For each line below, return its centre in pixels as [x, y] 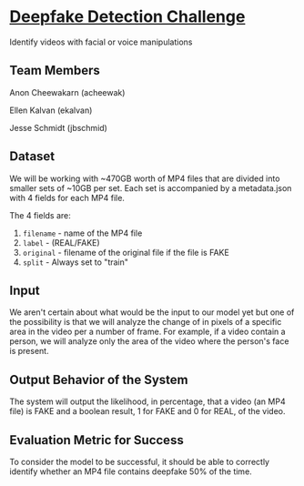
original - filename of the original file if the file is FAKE [126, 252]
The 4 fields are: [40, 215]
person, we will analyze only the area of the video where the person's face [149, 341]
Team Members [55, 71]
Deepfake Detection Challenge [127, 17]
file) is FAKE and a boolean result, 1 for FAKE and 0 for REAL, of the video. [147, 411]
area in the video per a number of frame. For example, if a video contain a [147, 332]
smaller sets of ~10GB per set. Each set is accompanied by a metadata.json [151, 187]
